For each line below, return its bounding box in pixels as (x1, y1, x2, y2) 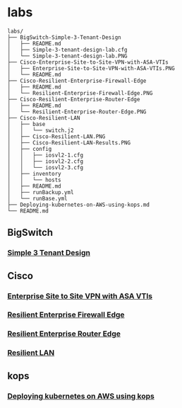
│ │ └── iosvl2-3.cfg (7, 164, 83, 171)
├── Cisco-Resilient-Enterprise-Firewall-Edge (7, 77, 147, 84)
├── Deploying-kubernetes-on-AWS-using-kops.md (7, 201, 150, 208)
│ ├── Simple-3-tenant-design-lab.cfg (7, 46, 128, 53)
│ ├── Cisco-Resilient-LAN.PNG (7, 132, 106, 140)
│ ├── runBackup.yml (7, 188, 74, 195)
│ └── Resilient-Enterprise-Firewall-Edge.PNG (7, 89, 153, 96)
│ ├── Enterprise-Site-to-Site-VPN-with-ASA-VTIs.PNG (7, 64, 175, 72)
